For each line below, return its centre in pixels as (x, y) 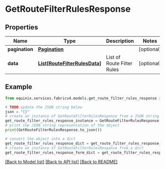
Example (19, 87)
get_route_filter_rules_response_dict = (47, 143)
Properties (22, 27)
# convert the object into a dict (41, 139)
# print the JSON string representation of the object (62, 126)
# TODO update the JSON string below (44, 107)
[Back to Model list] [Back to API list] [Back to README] (61, 162)
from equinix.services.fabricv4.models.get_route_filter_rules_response (81, 98)
